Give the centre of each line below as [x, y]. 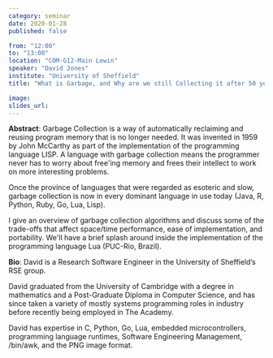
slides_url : [28, 106]
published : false [38, 31]
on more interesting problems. [59, 172]
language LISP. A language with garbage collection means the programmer [134, 154]
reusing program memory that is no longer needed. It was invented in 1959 [133, 137]
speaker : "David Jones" [49, 69]
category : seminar [39, 16]
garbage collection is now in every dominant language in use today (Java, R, [136, 196]
